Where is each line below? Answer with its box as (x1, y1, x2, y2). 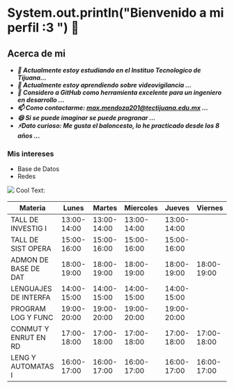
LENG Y (10, 353, 36, 362)
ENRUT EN (10, 333, 47, 343)
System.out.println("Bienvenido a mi (7, 5, 224, 21)
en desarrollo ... (17, 96, 65, 104)
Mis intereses (7, 149, 54, 159)
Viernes (196, 203, 224, 213)
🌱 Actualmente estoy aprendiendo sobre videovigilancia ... (17, 81, 192, 89)
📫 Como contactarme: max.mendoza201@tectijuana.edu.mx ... (17, 103, 209, 112)
